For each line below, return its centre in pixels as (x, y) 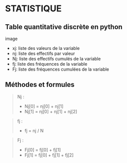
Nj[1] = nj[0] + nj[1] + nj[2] (51, 111)
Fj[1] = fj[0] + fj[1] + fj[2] (49, 155)
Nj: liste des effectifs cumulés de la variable (56, 59)
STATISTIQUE (33, 9)
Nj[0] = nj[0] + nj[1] (44, 106)
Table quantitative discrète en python (64, 27)
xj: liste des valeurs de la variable (46, 48)
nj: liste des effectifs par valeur (44, 53)
